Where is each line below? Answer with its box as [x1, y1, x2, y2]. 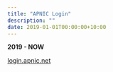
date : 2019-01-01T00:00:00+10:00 [7, 23, 107, 30]
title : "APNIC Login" [7, 10, 72, 18]
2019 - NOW [7, 43, 45, 52]
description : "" [7, 17, 55, 24]
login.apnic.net [7, 56, 51, 65]
